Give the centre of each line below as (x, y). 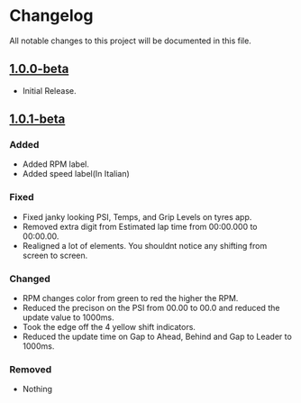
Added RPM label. (56, 164)
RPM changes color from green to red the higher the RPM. (130, 298)
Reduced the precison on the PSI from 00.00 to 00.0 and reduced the (151, 308)
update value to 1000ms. (68, 317)
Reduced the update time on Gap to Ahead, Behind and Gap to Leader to (157, 337)
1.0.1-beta (37, 119)
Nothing (37, 389)
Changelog (51, 16)
